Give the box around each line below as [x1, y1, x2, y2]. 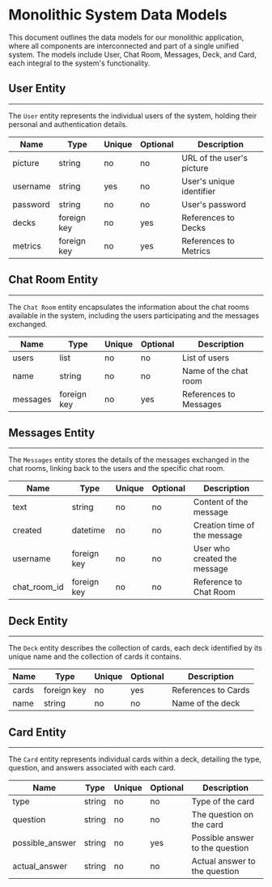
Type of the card [191, 796, 255, 807]
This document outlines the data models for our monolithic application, [8, 32, 244, 42]
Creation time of [193, 520, 255, 531]
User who [193, 543, 231, 554]
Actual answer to [191, 855, 257, 867]
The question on [191, 809, 254, 820]
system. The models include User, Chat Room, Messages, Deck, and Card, [8, 49, 257, 59]
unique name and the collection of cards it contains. [8, 651, 182, 661]
